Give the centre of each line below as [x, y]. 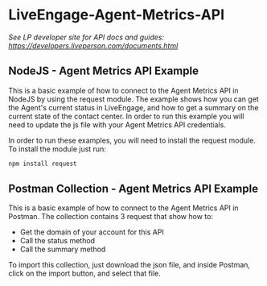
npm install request [43, 164]
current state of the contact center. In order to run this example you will [126, 116]
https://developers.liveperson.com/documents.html [93, 45]
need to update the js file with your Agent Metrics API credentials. [117, 124]
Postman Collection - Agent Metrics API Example [133, 189]
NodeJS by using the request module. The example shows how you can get [133, 99]
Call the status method [57, 241]
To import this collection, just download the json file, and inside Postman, [129, 265]
